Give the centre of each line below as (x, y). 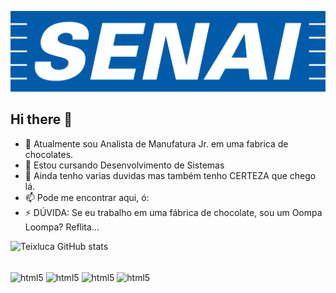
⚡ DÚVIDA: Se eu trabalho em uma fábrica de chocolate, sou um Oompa (173, 212)
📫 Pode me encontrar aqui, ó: (87, 197)
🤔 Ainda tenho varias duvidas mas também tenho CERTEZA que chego (170, 175)
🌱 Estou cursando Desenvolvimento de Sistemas (124, 165)
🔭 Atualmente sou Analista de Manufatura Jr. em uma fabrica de (156, 143)
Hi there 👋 (41, 119)
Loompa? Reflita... (62, 227)
